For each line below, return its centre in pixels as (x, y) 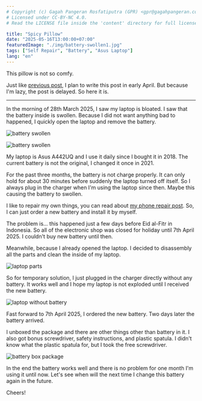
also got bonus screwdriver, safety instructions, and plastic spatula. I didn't (99, 338)
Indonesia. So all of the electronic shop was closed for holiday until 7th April (100, 230)
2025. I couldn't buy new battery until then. (60, 236)
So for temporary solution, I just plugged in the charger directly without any (99, 278)
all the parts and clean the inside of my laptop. (64, 254)
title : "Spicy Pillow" (35, 34)
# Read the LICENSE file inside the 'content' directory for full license (102, 23)
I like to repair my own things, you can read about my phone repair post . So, (100, 205)
